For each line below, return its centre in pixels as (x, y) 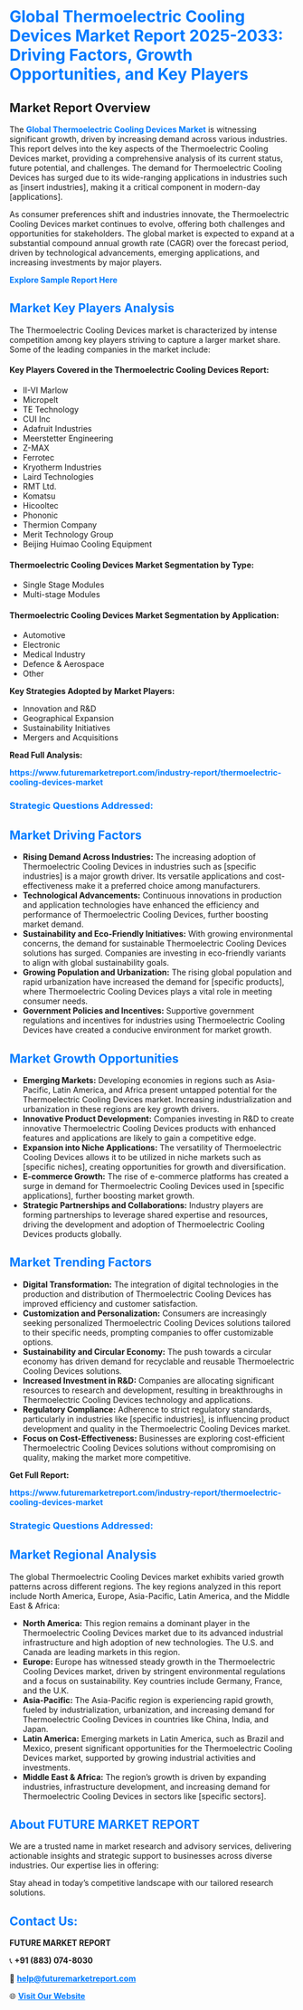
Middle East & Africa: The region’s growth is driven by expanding (144, 1777)
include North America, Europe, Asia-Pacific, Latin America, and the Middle (150, 1596)
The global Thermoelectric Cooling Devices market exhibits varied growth (147, 1577)
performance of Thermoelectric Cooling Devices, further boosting (145, 915)
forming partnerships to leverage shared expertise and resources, (145, 1215)
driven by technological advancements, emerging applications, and (135, 252)
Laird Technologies (58, 477)
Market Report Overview (80, 107)
